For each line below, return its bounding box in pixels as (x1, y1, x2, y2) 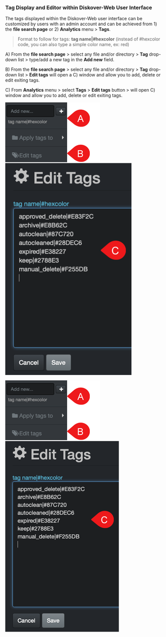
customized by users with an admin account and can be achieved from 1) (5, 21, 157, 27)
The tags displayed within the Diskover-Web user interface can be (5, 16, 143, 22)
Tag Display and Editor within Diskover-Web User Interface (5, 4, 152, 11)
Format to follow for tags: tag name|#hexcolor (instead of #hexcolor (17, 36, 160, 42)
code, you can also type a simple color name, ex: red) (17, 41, 130, 48)
